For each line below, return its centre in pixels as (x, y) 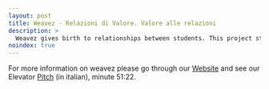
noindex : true (32, 46)
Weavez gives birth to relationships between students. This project (134, 38)
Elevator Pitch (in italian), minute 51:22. (72, 77)
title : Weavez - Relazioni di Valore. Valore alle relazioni (112, 23)
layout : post (30, 16)
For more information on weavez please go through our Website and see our (134, 68)
